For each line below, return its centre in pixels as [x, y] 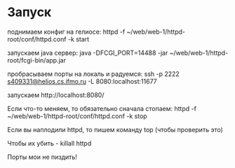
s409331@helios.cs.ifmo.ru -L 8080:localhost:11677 [82, 81]
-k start [79, 39]
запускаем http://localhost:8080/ [56, 95]
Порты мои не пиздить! [42, 157]
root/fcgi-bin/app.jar [37, 60]
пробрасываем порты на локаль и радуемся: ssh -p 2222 [94, 74]
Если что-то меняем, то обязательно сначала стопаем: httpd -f [102, 108]
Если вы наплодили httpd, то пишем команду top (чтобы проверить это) [115, 129]
